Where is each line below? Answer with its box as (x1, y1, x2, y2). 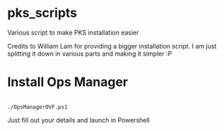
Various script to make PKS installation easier (7, 28, 139, 37)
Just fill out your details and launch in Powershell (7, 116, 150, 124)
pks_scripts (7, 5, 78, 21)
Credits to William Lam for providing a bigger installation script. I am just (7, 42, 217, 50)
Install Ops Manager (7, 74, 129, 90)
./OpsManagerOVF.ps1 (7, 104, 69, 111)
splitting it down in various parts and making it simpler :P (7, 49, 172, 58)
